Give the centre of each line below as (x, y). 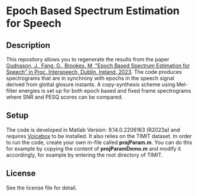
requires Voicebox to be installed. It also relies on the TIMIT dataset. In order (99, 136)
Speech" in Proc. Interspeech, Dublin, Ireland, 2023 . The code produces (94, 72)
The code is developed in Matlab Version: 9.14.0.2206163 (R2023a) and (93, 130)
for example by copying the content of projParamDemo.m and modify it (94, 148)
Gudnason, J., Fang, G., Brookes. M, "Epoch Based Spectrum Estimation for (98, 66)
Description (28, 45)
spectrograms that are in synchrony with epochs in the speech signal (90, 78)
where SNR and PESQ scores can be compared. (64, 97)
